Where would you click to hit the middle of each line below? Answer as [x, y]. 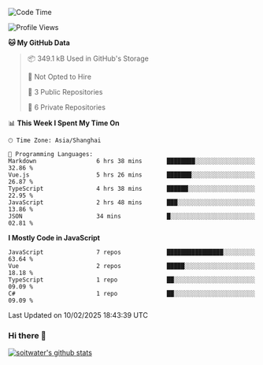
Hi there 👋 [28, 335]
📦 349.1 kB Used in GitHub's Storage [88, 58]
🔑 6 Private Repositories [67, 107]
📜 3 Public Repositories [65, 92]
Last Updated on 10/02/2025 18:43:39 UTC [78, 315]
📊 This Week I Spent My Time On [64, 123]
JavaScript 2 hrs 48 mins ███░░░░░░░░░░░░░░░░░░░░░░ [132, 203]
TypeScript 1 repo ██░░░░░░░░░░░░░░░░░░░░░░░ [132, 280]
